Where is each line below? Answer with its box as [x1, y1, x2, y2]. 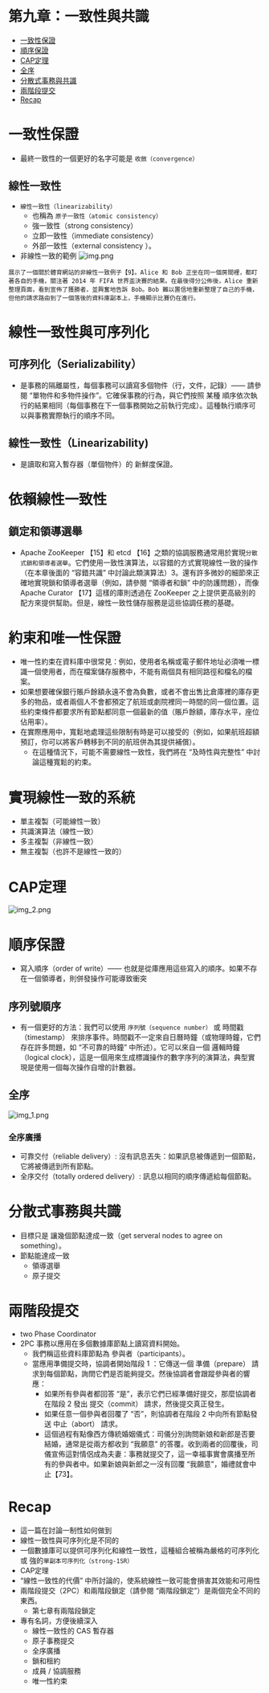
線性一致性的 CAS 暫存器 [31, 1626, 115, 1635]
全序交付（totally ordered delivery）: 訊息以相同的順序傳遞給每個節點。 [19, 1172, 256, 1181]
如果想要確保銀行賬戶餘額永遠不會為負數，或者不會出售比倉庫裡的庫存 [19, 687, 253, 697]
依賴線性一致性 [8, 490, 108, 509]
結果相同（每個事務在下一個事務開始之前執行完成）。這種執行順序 [34, 400, 249, 410]
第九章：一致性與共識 [8, 7, 150, 26]
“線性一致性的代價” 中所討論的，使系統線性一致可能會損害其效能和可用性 [19, 1576, 261, 1585]
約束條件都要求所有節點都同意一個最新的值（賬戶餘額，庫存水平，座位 [26, 707, 259, 717]
